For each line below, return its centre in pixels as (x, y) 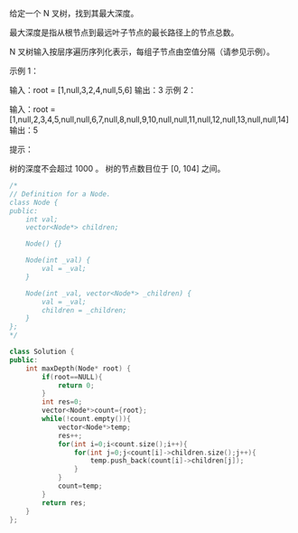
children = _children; (84, 310)
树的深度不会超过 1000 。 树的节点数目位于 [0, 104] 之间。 (117, 168)
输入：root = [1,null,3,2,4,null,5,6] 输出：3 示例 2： (103, 90)
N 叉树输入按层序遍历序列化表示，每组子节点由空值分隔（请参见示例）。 (142, 51)
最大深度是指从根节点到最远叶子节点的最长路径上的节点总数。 (124, 33)
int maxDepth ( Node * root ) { (78, 369)
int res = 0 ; (62, 402)
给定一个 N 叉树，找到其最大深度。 (74, 13)
